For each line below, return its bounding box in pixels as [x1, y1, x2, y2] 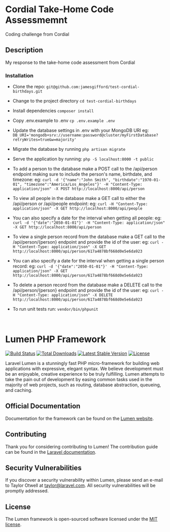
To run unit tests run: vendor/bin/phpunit [12, 306, 98, 312]
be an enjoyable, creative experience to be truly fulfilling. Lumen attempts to [5, 371, 165, 377]
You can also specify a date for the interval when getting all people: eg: [12, 215, 162, 221]
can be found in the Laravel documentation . [5, 449, 96, 455]
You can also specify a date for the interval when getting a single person [12, 258, 164, 264]
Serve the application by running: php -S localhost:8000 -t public [12, 156, 154, 162]
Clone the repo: [12, 84, 46, 90]
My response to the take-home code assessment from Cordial [5, 59, 135, 65]
